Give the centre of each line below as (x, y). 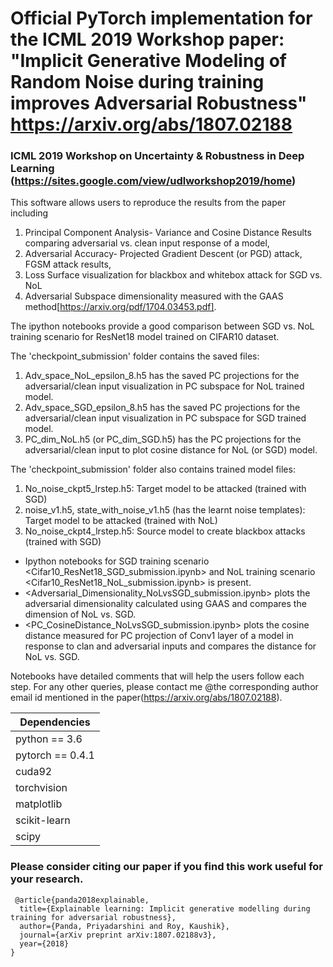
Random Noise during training (137, 82)
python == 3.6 (49, 739)
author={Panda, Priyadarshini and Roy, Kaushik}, (124, 926)
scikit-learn (43, 820)
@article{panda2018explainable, (82, 900)
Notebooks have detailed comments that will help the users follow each (157, 676)
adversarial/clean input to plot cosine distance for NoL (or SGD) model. (171, 450)
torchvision (41, 788)
